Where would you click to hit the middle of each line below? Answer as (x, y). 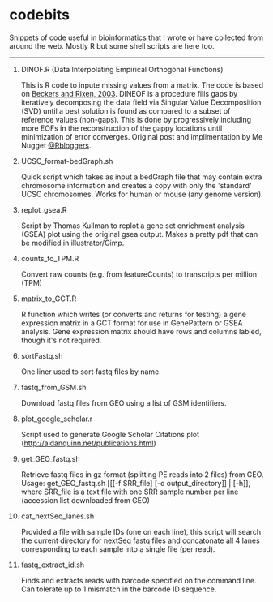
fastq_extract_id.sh (52, 565)
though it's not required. (61, 340)
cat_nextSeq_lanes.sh (58, 516)
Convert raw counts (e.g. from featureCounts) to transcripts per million (139, 274)
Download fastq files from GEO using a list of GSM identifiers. (124, 402)
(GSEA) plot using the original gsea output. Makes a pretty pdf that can (139, 234)
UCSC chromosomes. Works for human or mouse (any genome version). (142, 194)
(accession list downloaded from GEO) (85, 500)
